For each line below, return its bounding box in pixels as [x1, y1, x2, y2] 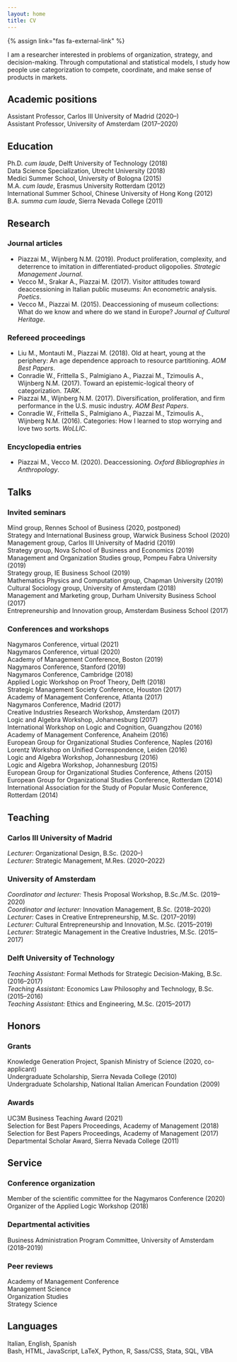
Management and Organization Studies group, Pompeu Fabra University [7, 554, 217, 563]
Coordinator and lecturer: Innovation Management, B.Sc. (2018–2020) [7, 905, 212, 914]
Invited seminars [7, 507, 67, 517]
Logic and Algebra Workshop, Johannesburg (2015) [7, 760, 158, 770]
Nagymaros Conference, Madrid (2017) [7, 700, 122, 709]
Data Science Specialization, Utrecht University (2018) [7, 167, 166, 175]
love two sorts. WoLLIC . [17, 424, 87, 433]
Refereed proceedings [7, 333, 86, 343]
